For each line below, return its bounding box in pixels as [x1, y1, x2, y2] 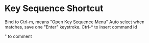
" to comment [4, 33, 32, 39]
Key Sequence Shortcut [4, 3, 103, 14]
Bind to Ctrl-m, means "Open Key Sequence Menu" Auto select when [4, 19, 145, 25]
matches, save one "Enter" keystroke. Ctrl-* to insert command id [4, 24, 138, 29]
